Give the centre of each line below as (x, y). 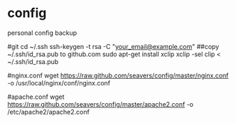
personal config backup (42, 33)
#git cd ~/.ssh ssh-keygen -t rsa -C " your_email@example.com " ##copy (113, 46)
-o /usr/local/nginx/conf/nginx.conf (59, 82)
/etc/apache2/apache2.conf (49, 112)
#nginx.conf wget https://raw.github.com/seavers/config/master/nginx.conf (118, 75)
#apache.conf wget (36, 97)
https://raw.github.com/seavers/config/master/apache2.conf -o (101, 104)
